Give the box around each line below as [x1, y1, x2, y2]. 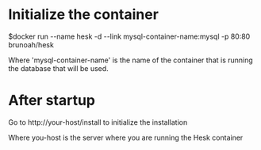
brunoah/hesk [8, 39, 54, 49]
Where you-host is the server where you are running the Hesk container [8, 133, 244, 142]
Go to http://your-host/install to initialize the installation [8, 117, 188, 127]
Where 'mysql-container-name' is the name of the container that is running [8, 55, 254, 65]
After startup [8, 92, 95, 110]
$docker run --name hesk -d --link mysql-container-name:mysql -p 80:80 [8, 32, 251, 41]
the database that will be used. [8, 63, 109, 73]
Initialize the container [8, 6, 159, 24]
